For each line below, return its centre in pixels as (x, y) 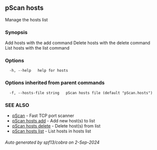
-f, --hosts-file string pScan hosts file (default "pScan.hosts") (81, 93)
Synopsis (16, 32)
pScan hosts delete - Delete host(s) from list (56, 126)
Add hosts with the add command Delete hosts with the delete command (78, 43)
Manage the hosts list (26, 19)
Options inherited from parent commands (55, 83)
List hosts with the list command (37, 48)
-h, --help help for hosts (39, 71)
